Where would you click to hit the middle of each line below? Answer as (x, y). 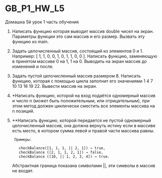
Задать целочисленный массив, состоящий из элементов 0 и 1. (78, 51)
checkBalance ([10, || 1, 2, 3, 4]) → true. (64, 156)
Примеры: (23, 139)
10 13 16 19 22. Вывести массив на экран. (54, 86)
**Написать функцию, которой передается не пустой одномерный (81, 120)
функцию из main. (30, 41)
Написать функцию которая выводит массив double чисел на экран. (83, 31)
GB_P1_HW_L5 (35, 8)
